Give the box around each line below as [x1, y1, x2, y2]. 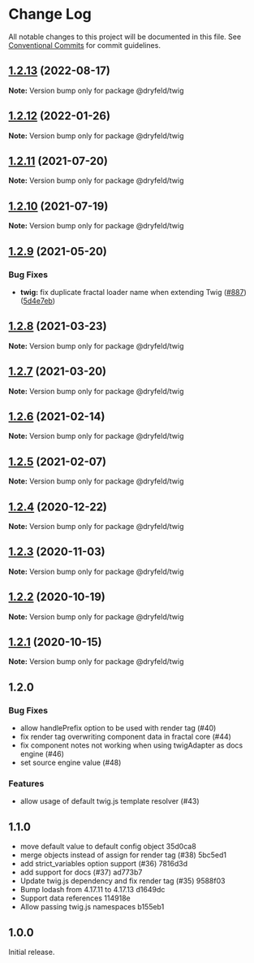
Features [8, 778, 45, 789]
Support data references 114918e [19, 893, 131, 903]
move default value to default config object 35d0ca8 [19, 842, 196, 852]
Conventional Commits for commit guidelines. [8, 40, 161, 50]
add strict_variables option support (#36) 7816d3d [19, 859, 188, 869]
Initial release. [8, 947, 55, 956]
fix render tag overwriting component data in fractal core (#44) [19, 732, 231, 742]
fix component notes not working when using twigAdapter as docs [19, 740, 243, 750]
